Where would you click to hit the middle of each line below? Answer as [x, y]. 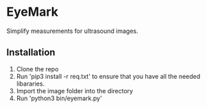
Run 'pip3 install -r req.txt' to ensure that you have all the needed [108, 76]
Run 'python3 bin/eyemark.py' [59, 98]
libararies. [31, 84]
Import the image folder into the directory [75, 90]
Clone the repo [37, 69]
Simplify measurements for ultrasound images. [72, 31]
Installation [31, 52]
